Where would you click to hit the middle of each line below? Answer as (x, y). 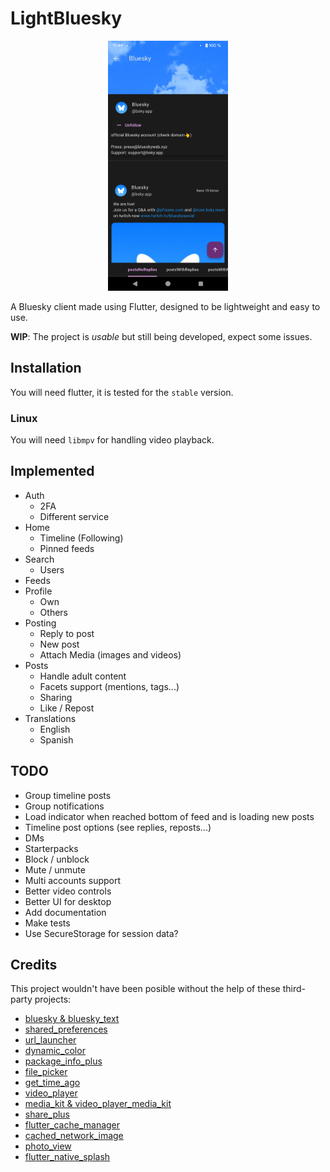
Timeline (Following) (81, 538)
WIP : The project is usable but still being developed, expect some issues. (161, 336)
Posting (40, 623)
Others (53, 612)
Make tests (47, 923)
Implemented (52, 471)
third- (294, 989)
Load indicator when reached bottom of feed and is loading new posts (169, 816)
